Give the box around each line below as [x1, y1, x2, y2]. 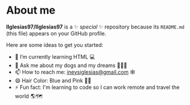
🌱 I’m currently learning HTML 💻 [14, 53, 96, 60]
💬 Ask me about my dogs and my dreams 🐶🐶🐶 [14, 62, 128, 69]
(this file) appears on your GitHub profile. [6, 30, 107, 37]
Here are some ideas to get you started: [6, 41, 104, 48]
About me [6, 4, 56, 17]
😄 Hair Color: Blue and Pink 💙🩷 [14, 77, 92, 84]
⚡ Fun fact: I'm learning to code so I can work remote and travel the [14, 84, 180, 91]
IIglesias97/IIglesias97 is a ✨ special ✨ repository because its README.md [6, 23, 185, 30]
